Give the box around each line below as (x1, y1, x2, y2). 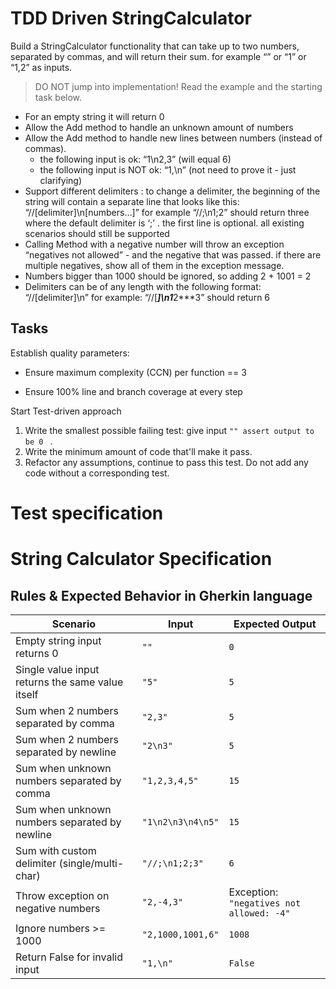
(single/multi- (58, 856, 125, 870)
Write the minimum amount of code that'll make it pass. (24, 445, 253, 457)
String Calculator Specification (10, 548, 273, 571)
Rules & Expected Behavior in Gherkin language (10, 587, 313, 604)
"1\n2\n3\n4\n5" (141, 816, 220, 827)
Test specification (10, 502, 164, 524)
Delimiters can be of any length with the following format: (24, 280, 262, 292)
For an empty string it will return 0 (24, 110, 165, 122)
